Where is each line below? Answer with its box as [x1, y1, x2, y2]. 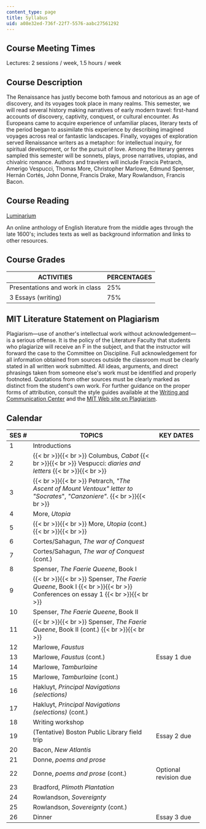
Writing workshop [32, 718, 85, 727]
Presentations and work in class [9, 283, 101, 292]
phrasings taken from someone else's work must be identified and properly [6, 369, 197, 377]
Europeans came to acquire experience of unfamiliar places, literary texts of [6, 119, 198, 126]
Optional [156, 765, 181, 774]
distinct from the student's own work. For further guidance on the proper [6, 382, 190, 390]
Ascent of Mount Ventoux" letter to [32, 485, 133, 493]
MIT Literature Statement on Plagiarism [6, 314, 159, 325]
